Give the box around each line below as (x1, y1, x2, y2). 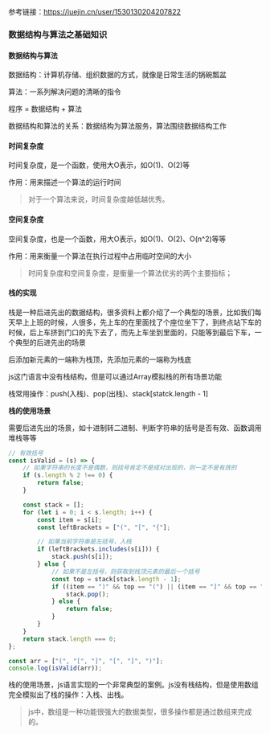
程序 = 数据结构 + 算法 (8, 104, 83, 114)
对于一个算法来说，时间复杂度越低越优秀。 (27, 195, 170, 204)
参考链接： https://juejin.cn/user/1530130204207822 (8, 7, 182, 16)
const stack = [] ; (22, 501, 84, 509)
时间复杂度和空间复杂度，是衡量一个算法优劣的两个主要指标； (27, 268, 233, 277)
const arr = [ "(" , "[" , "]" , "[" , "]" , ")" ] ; (8, 657, 164, 665)
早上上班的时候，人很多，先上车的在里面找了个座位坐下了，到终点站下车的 (14, 317, 262, 327)
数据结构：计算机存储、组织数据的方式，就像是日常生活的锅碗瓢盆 (8, 70, 227, 80)
